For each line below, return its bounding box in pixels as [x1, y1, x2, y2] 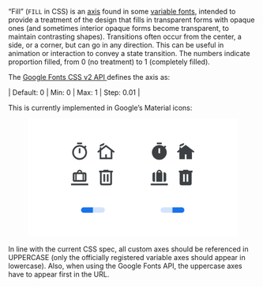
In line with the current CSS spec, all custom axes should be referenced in [8, 244, 249, 254]
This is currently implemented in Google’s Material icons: [8, 103, 193, 112]
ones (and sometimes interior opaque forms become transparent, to [8, 24, 229, 32]
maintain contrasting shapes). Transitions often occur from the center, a [8, 32, 242, 41]
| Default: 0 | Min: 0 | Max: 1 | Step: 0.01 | [8, 88, 141, 97]
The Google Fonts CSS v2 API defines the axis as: [8, 73, 171, 81]
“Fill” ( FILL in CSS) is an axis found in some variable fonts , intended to [8, 7, 236, 16]
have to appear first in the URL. [8, 270, 110, 279]
